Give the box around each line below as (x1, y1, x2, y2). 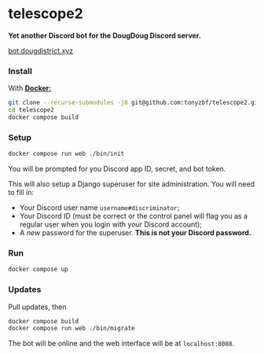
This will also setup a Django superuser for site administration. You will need (8, 179, 255, 189)
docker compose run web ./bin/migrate (8, 324, 135, 333)
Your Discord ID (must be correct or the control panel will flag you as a (19, 212, 248, 221)
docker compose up (8, 265, 68, 274)
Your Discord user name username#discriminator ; (19, 203, 180, 212)
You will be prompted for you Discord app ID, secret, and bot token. (8, 164, 226, 174)
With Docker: (8, 83, 52, 93)
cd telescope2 (8, 106, 55, 114)
